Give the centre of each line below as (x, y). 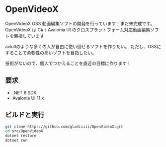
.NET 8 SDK (24, 92)
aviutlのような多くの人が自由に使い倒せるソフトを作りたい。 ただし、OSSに (83, 46)
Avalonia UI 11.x (28, 98)
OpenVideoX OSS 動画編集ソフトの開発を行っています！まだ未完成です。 (80, 23)
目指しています (29, 36)
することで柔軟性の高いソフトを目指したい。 (51, 53)
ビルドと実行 (25, 115)
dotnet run (16, 141)
